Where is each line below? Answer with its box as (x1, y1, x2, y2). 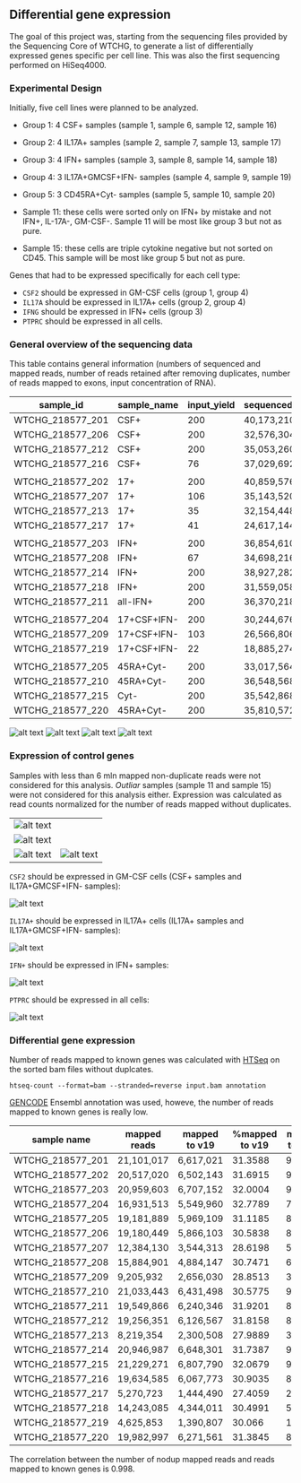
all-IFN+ (117, 595, 154, 608)
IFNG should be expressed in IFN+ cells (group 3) (21, 307, 203, 317)
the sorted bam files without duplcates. (9, 1064, 154, 1074)
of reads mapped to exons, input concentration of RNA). (9, 377, 217, 388)
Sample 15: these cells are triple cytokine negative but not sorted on (21, 243, 273, 254)
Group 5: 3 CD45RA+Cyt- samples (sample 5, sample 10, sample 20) (21, 189, 276, 200)
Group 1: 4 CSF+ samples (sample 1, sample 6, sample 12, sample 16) (21, 120, 278, 131)
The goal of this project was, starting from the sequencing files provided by (9, 30, 288, 41)
